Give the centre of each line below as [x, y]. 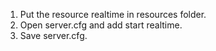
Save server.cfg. [53, 35]
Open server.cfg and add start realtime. [101, 25]
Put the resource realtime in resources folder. [113, 14]
